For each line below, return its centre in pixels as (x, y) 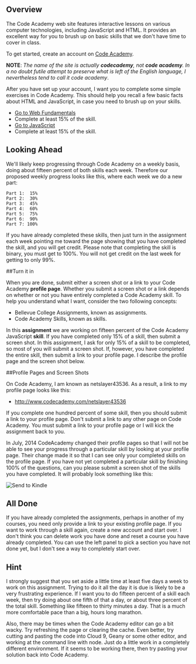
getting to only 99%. (31, 259)
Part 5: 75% (22, 214)
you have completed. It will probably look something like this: (80, 474)
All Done (22, 504)
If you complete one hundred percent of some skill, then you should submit (97, 413)
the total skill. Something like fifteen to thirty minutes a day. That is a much (96, 606)
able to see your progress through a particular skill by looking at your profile (97, 449)
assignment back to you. (36, 431)
